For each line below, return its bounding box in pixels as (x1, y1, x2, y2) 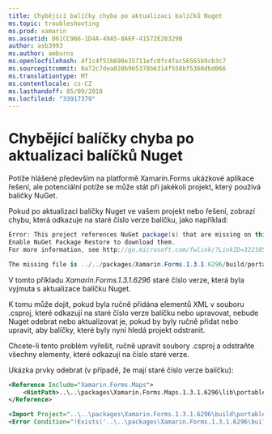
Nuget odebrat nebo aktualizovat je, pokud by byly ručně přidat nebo (8, 317, 239, 326)
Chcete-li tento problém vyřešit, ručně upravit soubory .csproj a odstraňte (8, 341, 255, 351)
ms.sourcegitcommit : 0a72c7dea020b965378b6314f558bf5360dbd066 (8, 65, 227, 73)
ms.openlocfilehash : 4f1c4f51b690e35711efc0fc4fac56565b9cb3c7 (8, 57, 227, 66)
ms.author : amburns (8, 49, 74, 57)
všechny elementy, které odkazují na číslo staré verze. (8, 349, 190, 359)
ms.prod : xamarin (8, 27, 67, 35)
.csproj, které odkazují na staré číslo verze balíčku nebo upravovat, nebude (8, 308, 259, 317)
